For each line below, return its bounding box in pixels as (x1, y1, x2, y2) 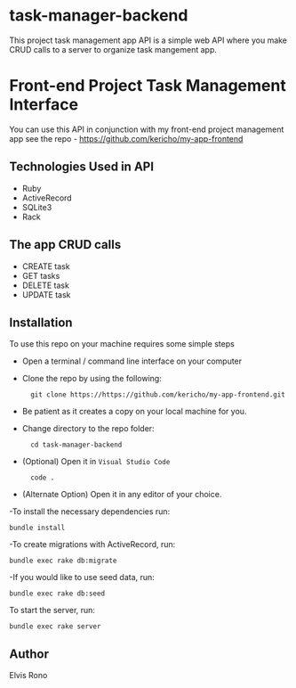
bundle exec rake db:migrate (9, 556, 117, 566)
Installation (9, 315, 73, 330)
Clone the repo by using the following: (21, 373, 162, 384)
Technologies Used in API (9, 160, 154, 175)
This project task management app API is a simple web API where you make (9, 35, 287, 45)
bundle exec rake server (9, 622, 101, 631)
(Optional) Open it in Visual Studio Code (21, 456, 171, 467)
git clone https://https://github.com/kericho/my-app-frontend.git (30, 390, 286, 399)
